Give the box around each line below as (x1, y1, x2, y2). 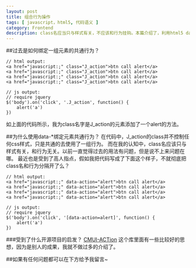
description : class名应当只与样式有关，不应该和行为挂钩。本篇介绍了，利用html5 (6, 30, 184, 36)
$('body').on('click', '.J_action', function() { (6, 100, 129, 106)
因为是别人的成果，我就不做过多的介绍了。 (16, 243, 118, 250)
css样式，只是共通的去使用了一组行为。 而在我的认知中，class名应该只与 (10, 141, 187, 148)
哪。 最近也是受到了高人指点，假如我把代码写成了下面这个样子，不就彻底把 (6, 155, 187, 162)
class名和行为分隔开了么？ (6, 162, 70, 169)
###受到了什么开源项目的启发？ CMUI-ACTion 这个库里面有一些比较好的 (6, 236, 180, 243)
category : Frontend (6, 25, 54, 31)
